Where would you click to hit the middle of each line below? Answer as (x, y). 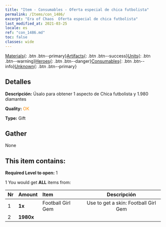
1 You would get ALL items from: (38, 183)
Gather (16, 133)
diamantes (16, 99)
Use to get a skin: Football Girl (122, 203)
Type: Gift (15, 118)
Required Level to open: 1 (31, 173)
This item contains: (35, 161)
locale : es (16, 28)
